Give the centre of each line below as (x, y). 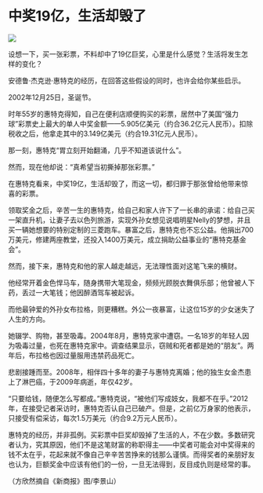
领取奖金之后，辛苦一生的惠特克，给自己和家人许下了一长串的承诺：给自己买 (131, 210)
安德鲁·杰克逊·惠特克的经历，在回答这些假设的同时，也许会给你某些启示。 (127, 80)
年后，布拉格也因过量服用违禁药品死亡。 (73, 355)
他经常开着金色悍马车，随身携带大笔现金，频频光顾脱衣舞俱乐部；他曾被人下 (131, 283)
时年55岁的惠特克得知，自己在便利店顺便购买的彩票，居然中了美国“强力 (123, 114)
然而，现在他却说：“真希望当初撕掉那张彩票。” (81, 166)
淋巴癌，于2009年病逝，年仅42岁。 (79, 382)
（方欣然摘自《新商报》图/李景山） (65, 480)
